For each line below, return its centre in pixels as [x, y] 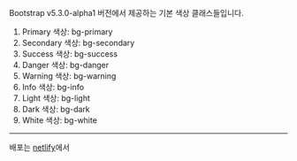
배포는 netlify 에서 [40, 147]
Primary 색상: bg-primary [67, 32]
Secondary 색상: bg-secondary [78, 43]
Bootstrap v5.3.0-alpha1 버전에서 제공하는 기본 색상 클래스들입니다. [127, 13]
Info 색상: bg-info [53, 87]
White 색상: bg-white [59, 120]
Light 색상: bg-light [56, 98]
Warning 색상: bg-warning [69, 76]
